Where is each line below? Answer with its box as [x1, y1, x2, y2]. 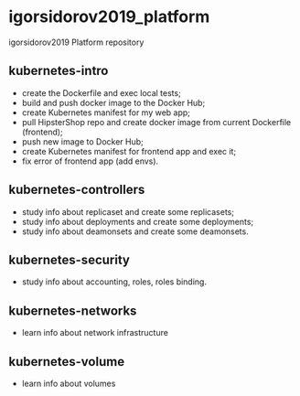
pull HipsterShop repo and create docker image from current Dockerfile [21, 116, 292, 127]
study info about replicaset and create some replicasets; [21, 206, 235, 217]
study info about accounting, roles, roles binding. [21, 276, 208, 287]
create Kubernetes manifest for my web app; [21, 107, 191, 118]
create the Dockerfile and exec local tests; [21, 87, 182, 98]
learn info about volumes [21, 378, 116, 389]
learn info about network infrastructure [21, 327, 168, 338]
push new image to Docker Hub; [21, 135, 144, 147]
